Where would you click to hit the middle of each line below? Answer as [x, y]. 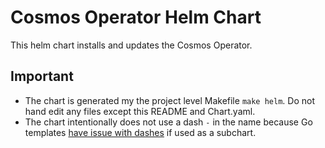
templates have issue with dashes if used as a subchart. [140, 132]
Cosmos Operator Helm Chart [136, 17]
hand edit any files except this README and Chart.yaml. [140, 111]
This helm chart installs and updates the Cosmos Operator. [131, 45]
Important [42, 76]
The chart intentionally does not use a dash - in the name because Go [168, 122]
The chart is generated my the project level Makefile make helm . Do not [169, 100]
